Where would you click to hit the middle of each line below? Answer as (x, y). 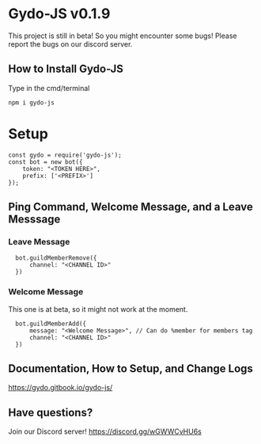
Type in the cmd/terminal (49, 88)
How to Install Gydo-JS (66, 69)
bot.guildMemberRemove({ (56, 258)
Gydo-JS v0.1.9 (59, 14)
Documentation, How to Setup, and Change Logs (130, 369)
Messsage (34, 220)
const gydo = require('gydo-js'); (65, 155)
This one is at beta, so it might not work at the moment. (98, 309)
